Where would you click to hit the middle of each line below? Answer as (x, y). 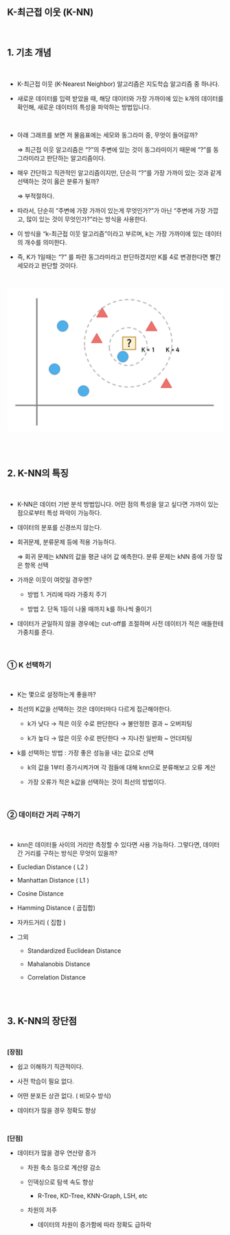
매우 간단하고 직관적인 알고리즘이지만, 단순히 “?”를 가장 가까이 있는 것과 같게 (119, 172)
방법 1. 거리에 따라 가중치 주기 (67, 594)
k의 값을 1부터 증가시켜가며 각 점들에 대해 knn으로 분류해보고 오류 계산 (122, 767)
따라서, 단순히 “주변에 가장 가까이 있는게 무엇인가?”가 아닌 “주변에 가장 (111, 210)
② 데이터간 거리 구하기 (44, 815)
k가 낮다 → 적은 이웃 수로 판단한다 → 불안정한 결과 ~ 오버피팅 (110, 724)
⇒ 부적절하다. (36, 196)
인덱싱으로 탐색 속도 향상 (60, 1182)
